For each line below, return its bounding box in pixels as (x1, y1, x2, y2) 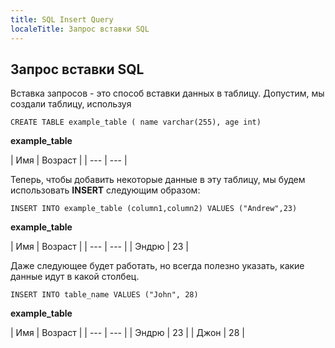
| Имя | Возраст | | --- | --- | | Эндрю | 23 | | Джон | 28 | (10, 327, 245, 339)
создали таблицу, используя (10, 98, 132, 110)
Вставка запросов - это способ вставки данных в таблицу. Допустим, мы (10, 87, 325, 100)
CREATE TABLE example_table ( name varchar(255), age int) (10, 117, 262, 128)
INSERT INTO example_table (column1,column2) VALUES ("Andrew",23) (10, 204, 298, 214)
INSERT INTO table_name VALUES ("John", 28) (10, 290, 199, 300)
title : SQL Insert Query (10, 14, 114, 25)
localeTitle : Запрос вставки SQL (10, 24, 150, 34)
